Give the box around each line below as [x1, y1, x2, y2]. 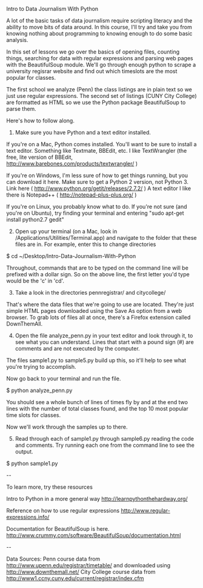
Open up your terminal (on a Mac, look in [15, 228, 118, 235]
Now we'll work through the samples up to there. [6, 423, 128, 430]
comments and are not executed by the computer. [15, 345, 141, 352]
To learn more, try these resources [6, 483, 93, 491]
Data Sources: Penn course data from [6, 555, 101, 562]
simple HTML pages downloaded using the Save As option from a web [6, 307, 182, 314]
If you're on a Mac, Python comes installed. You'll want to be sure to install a [6, 141, 197, 148]
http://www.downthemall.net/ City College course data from [6, 569, 156, 575]
